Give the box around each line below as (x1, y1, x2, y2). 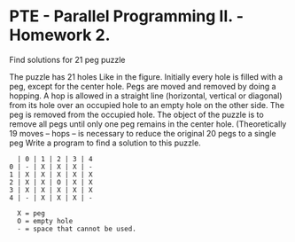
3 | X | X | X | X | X (9, 185, 93, 194)
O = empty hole (17, 216, 74, 225)
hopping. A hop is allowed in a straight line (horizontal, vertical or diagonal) (9, 90, 283, 101)
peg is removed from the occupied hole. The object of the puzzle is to (9, 109, 264, 120)
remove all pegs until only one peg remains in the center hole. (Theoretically (9, 118, 287, 129)
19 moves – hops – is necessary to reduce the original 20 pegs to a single (9, 128, 276, 138)
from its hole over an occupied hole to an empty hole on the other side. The (9, 99, 285, 110)
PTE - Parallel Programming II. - (9, 6, 244, 27)
